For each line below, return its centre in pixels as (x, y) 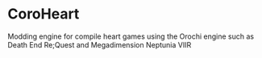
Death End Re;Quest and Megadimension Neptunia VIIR (100, 44)
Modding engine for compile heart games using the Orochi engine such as (131, 36)
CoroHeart (44, 14)
